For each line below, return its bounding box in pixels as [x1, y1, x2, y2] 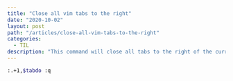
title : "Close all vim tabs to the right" [7, 10, 132, 17]
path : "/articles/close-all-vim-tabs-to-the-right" [7, 29, 159, 36]
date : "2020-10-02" [7, 16, 64, 23]
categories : [7, 36, 42, 43]
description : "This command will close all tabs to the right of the [7, 49, 213, 56]
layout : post [7, 23, 45, 30]
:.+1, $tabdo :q [7, 67, 51, 74]
